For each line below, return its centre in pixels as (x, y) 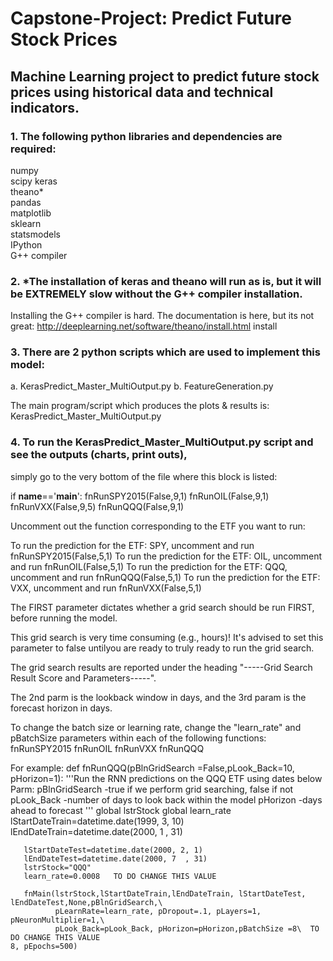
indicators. (45, 107)
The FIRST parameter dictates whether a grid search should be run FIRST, (162, 607)
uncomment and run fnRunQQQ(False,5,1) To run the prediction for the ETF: (165, 577)
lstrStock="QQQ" (57, 867)
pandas (26, 202)
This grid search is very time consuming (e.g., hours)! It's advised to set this (167, 637)
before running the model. (64, 618)
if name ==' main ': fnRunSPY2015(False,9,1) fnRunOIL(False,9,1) (140, 496)
